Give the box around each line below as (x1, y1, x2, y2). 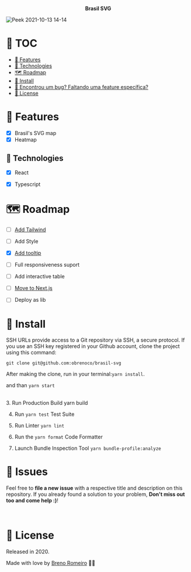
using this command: (6, 349, 57, 356)
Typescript (14, 181, 41, 188)
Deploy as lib (14, 297, 46, 304)
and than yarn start (6, 382, 55, 389)
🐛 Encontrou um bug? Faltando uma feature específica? (14, 83, 149, 90)
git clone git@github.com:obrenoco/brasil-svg (6, 360, 121, 366)
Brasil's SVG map (14, 129, 57, 136)
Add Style (14, 237, 39, 244)
